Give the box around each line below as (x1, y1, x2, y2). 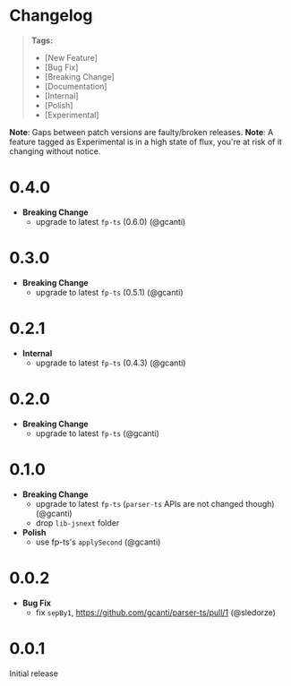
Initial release (9, 668, 58, 679)
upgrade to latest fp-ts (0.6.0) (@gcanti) (35, 216, 186, 227)
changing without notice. (9, 145, 101, 157)
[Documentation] (44, 81, 107, 91)
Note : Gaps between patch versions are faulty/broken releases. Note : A (9, 126, 274, 137)
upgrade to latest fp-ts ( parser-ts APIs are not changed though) (35, 498, 275, 509)
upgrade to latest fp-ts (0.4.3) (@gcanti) (35, 357, 186, 368)
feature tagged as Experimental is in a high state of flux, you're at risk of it (9, 136, 282, 147)
